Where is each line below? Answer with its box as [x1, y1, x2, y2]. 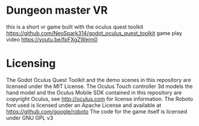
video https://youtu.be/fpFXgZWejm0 [6, 36, 98, 43]
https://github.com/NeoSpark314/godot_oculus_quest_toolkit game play [6, 29, 183, 36]
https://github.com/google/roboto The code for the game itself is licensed [6, 108, 188, 115]
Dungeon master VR [6, 4, 108, 17]
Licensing [6, 57, 56, 70]
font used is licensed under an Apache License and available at [6, 102, 161, 109]
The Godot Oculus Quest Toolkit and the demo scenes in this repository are [6, 76, 192, 83]
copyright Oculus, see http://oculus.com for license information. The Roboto [6, 95, 194, 102]
